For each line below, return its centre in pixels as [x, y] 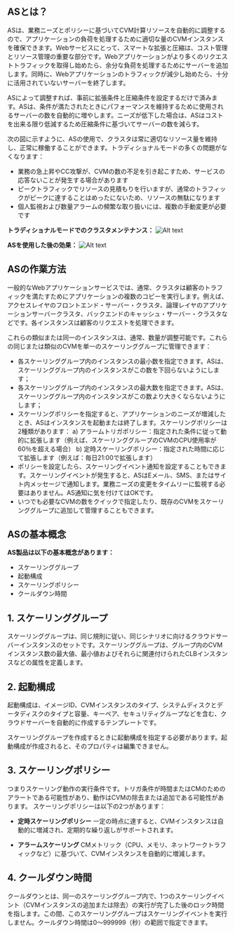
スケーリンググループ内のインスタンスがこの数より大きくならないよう [118, 396]
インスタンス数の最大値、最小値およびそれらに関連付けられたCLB [102, 654]
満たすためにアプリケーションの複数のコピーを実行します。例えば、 [129, 296]
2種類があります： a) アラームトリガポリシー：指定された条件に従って [119, 431]
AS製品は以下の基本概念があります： [61, 553]
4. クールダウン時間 [50, 878]
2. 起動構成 [31, 686]
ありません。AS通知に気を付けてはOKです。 [93, 492]
